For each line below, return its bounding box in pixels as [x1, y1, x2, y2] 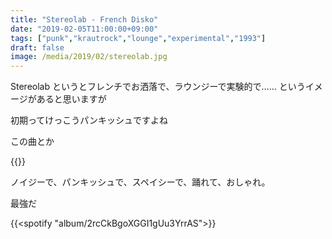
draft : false [10, 42, 65, 53]
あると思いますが [36, 93, 107, 105]
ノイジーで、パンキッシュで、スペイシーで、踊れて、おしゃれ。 [10, 176, 271, 188]
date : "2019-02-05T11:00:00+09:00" [10, 24, 159, 34]
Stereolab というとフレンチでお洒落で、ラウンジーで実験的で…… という [10, 81, 306, 93]
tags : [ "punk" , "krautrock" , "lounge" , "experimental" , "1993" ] [10, 33, 267, 43]
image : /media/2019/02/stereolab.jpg [10, 52, 168, 62]
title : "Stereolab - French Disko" [10, 14, 159, 25]
